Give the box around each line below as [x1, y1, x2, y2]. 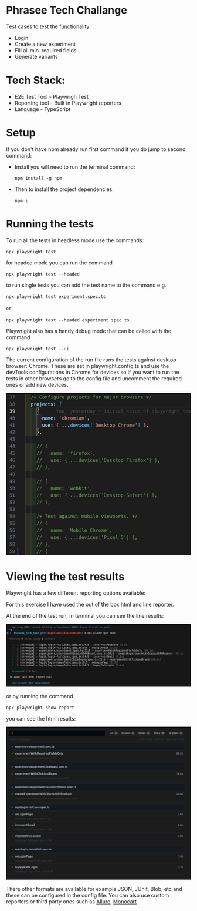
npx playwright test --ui [6, 346, 69, 351]
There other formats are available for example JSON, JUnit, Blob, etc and [6, 885, 183, 892]
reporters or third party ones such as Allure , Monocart [6, 897, 137, 905]
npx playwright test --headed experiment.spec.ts [6, 317, 130, 323]
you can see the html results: [6, 715, 76, 722]
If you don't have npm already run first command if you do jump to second [6, 145, 186, 153]
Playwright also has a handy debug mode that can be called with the [6, 327, 172, 334]
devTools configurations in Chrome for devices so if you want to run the [6, 369, 180, 376]
